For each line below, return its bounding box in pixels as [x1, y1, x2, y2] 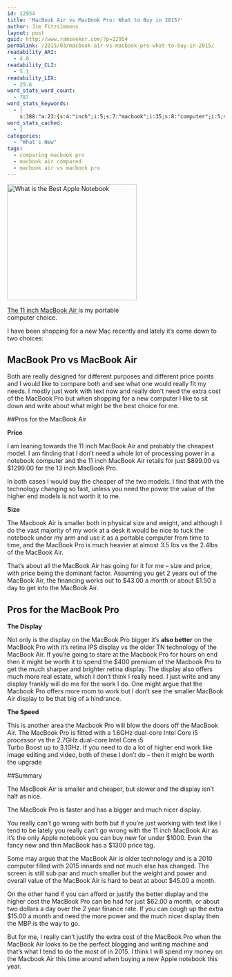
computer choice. [7, 313, 57, 322]
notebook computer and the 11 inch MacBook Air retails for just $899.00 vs [7, 457, 220, 465]
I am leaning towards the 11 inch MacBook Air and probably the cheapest [7, 442, 214, 450]
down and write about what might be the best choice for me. [7, 402, 180, 410]
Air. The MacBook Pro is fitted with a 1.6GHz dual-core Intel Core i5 [7, 729, 198, 737]
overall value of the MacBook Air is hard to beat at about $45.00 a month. [7, 877, 216, 885]
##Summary [7, 771, 43, 780]
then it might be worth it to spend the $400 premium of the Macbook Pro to [7, 658, 222, 666]
